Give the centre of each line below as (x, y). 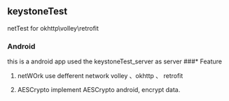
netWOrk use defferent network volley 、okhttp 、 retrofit (100, 76)
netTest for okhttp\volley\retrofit (53, 28)
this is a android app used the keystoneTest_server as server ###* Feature (115, 61)
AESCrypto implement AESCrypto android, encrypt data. (99, 90)
